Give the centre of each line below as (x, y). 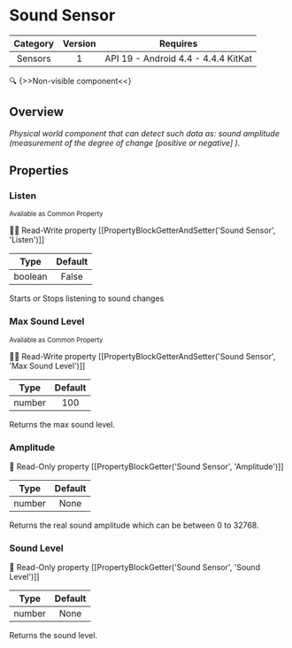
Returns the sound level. (54, 636)
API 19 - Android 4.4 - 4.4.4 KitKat (179, 58)
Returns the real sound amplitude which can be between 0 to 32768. (134, 525)
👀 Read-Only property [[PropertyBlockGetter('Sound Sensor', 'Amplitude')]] (147, 467)
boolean (31, 277)
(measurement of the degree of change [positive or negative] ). (125, 143)
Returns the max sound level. (62, 424)
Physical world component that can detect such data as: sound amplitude (145, 133)
